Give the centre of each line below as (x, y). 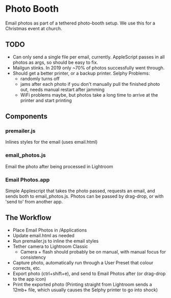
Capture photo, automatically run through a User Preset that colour (83, 262)
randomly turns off (40, 78)
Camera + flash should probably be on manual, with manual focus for (93, 251)
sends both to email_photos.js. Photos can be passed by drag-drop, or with (84, 196)
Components (26, 116)
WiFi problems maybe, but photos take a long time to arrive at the (89, 95)
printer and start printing (46, 100)
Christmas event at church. (34, 28)
